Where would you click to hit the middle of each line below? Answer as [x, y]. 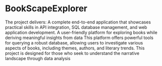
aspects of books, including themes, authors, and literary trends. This [75, 48]
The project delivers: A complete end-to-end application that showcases [78, 22]
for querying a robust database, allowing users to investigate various [74, 43]
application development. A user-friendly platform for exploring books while [81, 32]
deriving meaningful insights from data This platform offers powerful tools [79, 38]
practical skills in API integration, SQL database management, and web [76, 27]
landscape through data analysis [38, 58]
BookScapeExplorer [46, 9]
